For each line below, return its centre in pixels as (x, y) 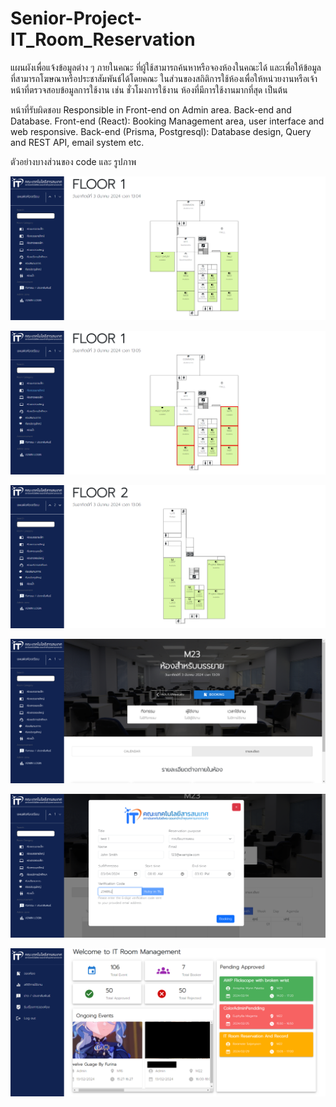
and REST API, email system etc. (77, 142)
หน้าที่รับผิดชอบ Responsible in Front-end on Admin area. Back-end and (151, 109)
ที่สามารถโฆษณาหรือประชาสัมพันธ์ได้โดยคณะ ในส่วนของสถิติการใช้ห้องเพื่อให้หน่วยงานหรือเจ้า (164, 78)
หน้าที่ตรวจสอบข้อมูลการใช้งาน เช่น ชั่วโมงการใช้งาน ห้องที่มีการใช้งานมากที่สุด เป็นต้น (149, 89)
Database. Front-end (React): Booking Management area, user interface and (167, 121)
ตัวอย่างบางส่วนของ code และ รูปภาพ (73, 161)
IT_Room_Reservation (103, 39)
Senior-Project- (76, 18)
